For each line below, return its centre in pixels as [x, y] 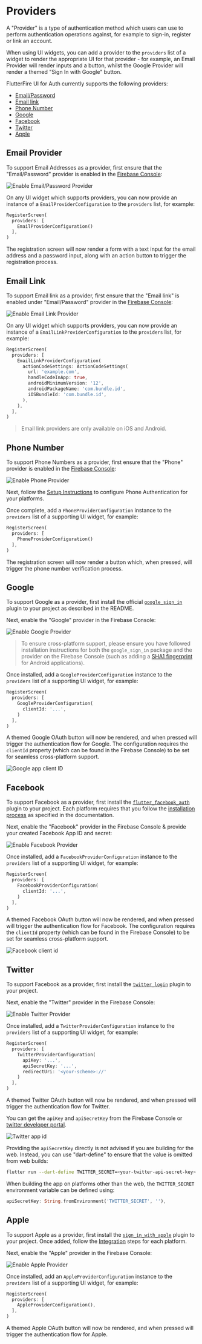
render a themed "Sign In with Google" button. [64, 71]
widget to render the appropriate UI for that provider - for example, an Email [101, 59]
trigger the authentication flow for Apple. [57, 1334]
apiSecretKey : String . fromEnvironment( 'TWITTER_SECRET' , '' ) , [86, 1201]
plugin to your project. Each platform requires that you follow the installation [101, 809]
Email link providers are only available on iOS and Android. [94, 429]
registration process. [32, 262]
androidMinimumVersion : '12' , [66, 383]
